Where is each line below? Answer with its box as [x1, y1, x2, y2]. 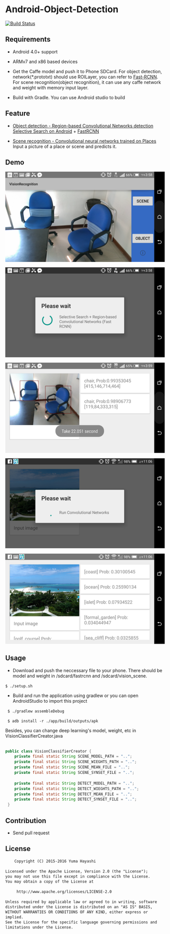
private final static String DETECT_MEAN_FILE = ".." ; [14, 792, 133, 797]
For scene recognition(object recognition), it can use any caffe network [12, 79, 161, 85]
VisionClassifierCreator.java [5, 733, 63, 739]
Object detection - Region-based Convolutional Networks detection [12, 123, 153, 129]
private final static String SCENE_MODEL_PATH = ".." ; [14, 754, 133, 759]
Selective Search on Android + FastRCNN [12, 128, 100, 134]
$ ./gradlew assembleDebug [7, 708, 65, 714]
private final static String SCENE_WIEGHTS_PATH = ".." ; [14, 759, 137, 765]
